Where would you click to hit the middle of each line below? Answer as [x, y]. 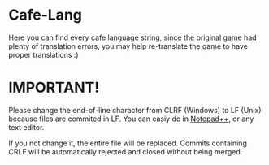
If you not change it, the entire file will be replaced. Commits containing [128, 143]
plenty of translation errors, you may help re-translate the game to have [128, 46]
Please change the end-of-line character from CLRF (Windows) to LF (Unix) [135, 110]
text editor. [26, 127]
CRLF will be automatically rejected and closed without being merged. [126, 151]
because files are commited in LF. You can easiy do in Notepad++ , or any [131, 119]
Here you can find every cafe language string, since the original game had [133, 37]
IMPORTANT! [54, 88]
